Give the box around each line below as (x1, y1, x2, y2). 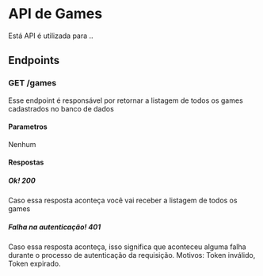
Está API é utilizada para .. (8, 31, 93, 40)
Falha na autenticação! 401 (8, 222, 101, 232)
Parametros (8, 122, 48, 131)
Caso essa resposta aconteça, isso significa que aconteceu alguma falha (8, 242, 247, 251)
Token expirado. (8, 259, 61, 269)
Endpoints (8, 54, 60, 67)
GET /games (8, 78, 57, 89)
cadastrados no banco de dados (8, 104, 115, 113)
